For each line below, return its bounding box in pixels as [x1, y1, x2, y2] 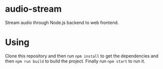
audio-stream [5, 3, 62, 15]
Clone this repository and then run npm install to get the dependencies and [5, 53, 159, 59]
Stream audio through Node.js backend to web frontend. [5, 20, 119, 25]
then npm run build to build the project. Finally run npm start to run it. [5, 58, 145, 64]
